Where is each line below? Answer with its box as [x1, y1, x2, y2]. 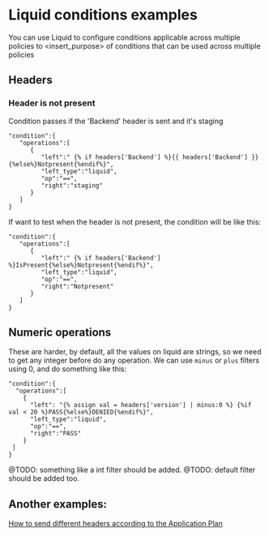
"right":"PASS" [29, 430, 82, 438]
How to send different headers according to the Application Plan [8, 519, 223, 529]
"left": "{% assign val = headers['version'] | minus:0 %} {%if [29, 401, 252, 410]
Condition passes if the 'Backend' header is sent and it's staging [8, 116, 224, 126]
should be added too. [8, 474, 79, 483]
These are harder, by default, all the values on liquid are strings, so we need [8, 347, 262, 357]
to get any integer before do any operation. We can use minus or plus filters [8, 355, 260, 366]
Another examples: [8, 497, 108, 511]
